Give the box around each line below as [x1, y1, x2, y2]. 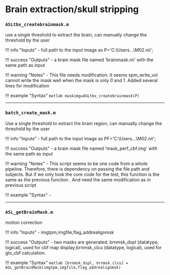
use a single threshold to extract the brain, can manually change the [5, 32, 147, 38]
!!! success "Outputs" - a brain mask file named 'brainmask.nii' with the [5, 57, 154, 63]
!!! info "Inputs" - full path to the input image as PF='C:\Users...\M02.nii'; [5, 135, 156, 141]
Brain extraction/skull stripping [5, 4, 139, 15]
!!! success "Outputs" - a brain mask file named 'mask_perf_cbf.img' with [5, 145, 158, 151]
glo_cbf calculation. [5, 250, 47, 256]
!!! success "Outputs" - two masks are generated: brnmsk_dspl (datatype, [5, 239, 159, 245]
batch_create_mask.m [5, 110, 56, 116]
